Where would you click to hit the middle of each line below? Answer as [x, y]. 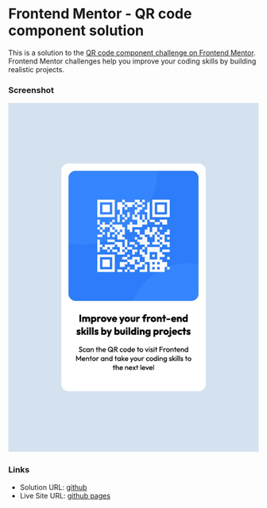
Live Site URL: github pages [65, 495]
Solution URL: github [53, 487]
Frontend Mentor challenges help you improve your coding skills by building [132, 61]
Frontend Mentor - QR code [100, 14]
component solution [76, 31]
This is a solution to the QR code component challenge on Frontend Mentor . [132, 52]
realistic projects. [37, 69]
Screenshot [31, 90]
